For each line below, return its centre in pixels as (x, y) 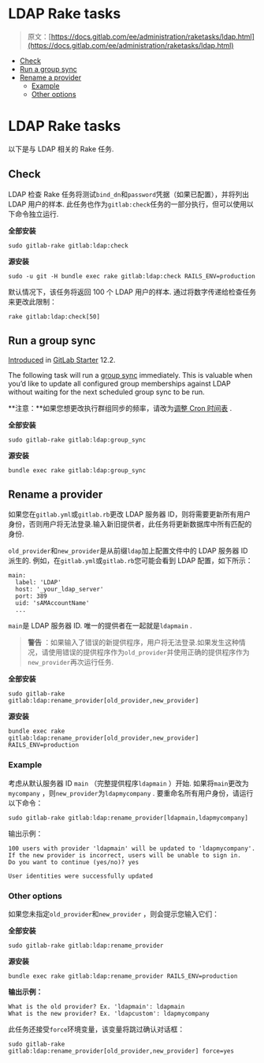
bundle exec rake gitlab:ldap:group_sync (77, 470)
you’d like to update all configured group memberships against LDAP (119, 383)
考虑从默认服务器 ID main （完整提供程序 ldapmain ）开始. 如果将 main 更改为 (129, 783)
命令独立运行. (37, 214)
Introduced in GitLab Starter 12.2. (62, 360)
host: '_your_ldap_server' (59, 589)
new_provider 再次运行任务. (71, 662)
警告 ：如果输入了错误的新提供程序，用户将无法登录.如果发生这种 (133, 643)
